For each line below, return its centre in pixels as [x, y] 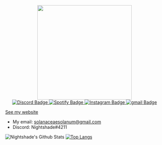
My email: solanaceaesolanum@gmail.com [57, 122]
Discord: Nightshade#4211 [40, 127]
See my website [22, 112]
